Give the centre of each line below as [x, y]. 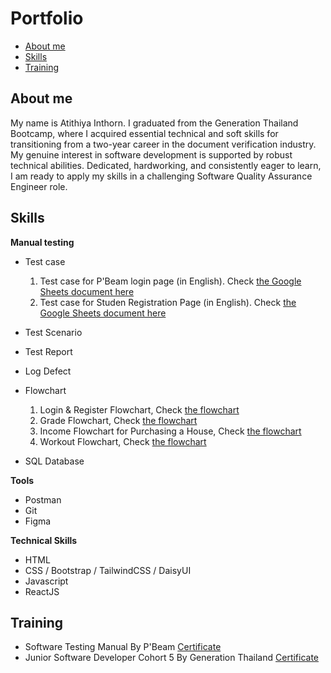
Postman [43, 499]
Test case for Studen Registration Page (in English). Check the [168, 302]
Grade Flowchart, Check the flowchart [118, 420]
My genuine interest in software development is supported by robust [151, 154]
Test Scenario [53, 332]
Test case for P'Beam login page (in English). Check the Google [170, 281]
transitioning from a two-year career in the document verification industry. [163, 144]
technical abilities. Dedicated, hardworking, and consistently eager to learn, [166, 165]
